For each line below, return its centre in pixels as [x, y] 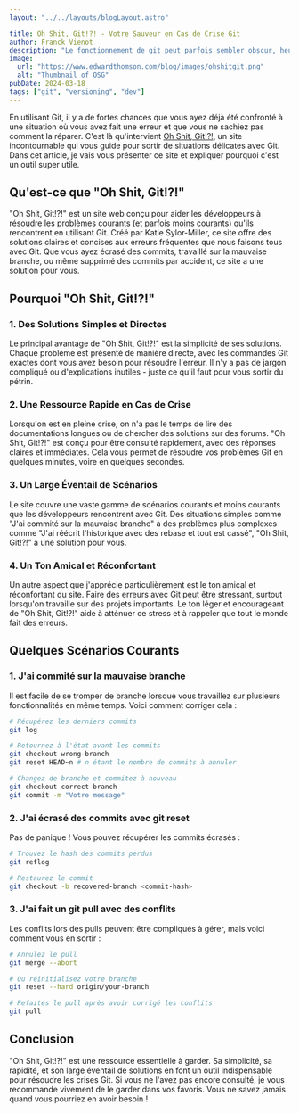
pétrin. [21, 382]
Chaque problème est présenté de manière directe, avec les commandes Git [149, 353]
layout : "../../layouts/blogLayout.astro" [89, 17]
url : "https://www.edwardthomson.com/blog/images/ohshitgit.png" [141, 67]
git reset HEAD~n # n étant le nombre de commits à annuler [123, 763]
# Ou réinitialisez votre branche [73, 979]
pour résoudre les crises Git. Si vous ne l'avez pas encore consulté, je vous [147, 1079]
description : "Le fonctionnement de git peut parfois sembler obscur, [143, 50]
